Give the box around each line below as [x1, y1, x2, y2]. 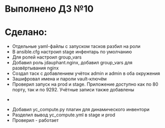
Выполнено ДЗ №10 [5, 3, 94, 15]
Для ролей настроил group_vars [12, 54, 82, 60]
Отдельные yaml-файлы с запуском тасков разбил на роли [12, 43, 141, 49]
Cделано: [5, 27, 47, 38]
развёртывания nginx [12, 65, 59, 71]
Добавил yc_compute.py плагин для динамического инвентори [12, 107, 150, 113]
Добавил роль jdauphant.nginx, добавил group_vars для [12, 60, 133, 66]
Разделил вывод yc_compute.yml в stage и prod [12, 112, 116, 118]
